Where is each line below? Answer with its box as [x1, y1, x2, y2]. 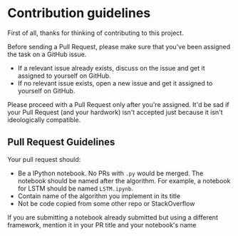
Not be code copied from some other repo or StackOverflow [17, 199, 195, 207]
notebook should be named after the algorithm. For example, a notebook [17, 176, 231, 185]
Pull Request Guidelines [7, 136, 115, 148]
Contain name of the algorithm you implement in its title [17, 191, 180, 200]
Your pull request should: [7, 155, 81, 163]
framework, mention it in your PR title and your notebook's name [7, 220, 197, 229]
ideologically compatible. [7, 116, 81, 124]
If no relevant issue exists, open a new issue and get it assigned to [17, 78, 213, 87]
